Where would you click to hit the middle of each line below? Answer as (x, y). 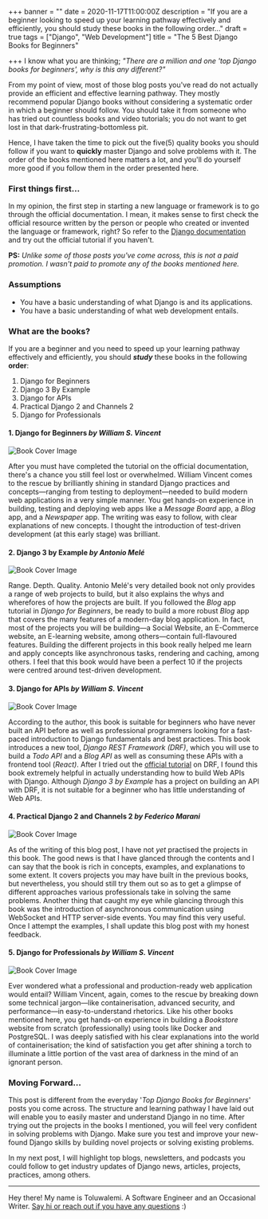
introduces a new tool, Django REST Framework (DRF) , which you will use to (134, 747)
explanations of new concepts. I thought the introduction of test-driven (125, 526)
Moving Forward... (45, 1083)
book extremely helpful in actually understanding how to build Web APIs (126, 772)
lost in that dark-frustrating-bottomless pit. (79, 127)
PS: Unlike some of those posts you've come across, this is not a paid (123, 255)
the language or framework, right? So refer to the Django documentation (127, 231)
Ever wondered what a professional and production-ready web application (130, 985)
